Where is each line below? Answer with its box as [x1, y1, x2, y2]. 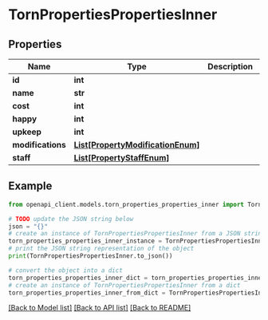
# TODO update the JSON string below [8, 215, 134, 223]
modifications [12, 140, 66, 150]
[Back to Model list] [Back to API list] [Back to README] [8, 303, 191, 313]
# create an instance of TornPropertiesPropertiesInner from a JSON [8, 230, 241, 238]
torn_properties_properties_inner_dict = [8, 274, 148, 282]
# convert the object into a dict [8, 266, 124, 275]
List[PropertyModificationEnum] [73, 140, 200, 150]
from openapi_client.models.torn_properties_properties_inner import [8, 200, 245, 208]
